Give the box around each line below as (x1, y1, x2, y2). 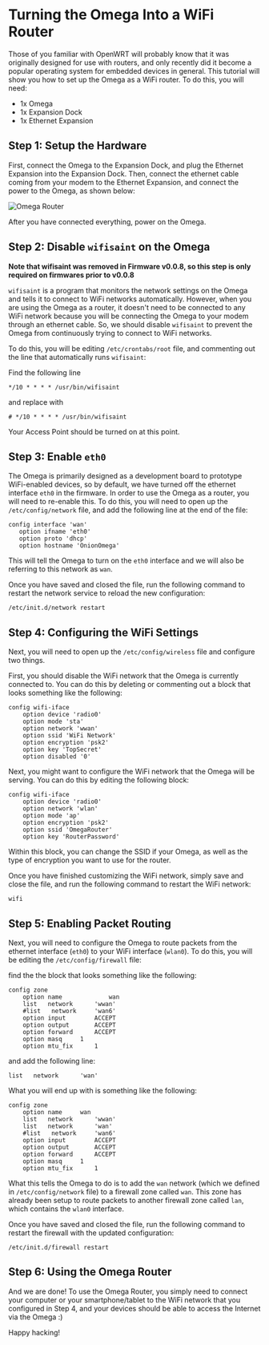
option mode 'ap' (22, 812, 81, 820)
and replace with (8, 397, 64, 406)
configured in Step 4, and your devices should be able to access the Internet (8, 1303, 261, 1313)
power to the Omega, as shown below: (8, 186, 135, 196)
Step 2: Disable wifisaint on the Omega (8, 240, 211, 254)
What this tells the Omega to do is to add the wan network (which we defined (8, 1178, 260, 1188)
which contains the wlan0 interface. (8, 1204, 124, 1214)
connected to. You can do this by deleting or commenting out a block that (8, 680, 251, 689)
